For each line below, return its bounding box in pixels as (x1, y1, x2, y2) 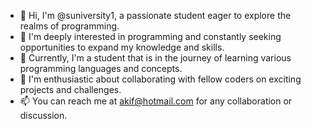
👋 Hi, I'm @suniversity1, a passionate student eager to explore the (19, 10, 292, 21)
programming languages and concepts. (19, 63, 183, 74)
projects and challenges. (19, 84, 122, 95)
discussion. (19, 110, 68, 121)
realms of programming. (19, 20, 120, 32)
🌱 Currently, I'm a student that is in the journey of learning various (19, 52, 292, 64)
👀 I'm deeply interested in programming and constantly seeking (19, 31, 282, 42)
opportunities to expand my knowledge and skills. (19, 41, 225, 53)
